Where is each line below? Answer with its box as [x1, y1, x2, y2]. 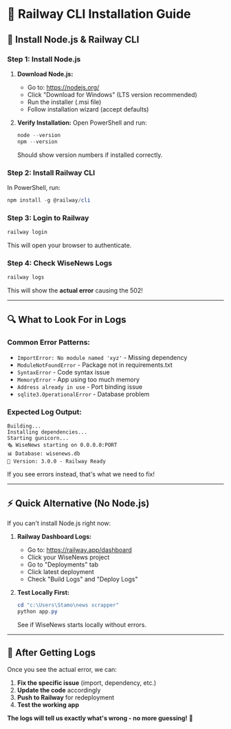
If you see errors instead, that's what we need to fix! [7, 470, 155, 478]
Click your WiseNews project [27, 553, 110, 561]
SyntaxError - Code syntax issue [16, 368, 110, 376]
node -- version [16, 131, 61, 138]
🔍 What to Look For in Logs [7, 313, 126, 326]
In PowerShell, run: [7, 183, 60, 191]
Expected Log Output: [7, 407, 82, 416]
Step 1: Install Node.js [7, 54, 81, 64]
